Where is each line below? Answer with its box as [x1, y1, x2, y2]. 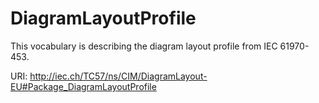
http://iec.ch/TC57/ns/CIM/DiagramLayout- [29, 70, 208, 82]
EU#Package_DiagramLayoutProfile [10, 80, 157, 92]
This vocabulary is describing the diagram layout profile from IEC [10, 40, 278, 52]
